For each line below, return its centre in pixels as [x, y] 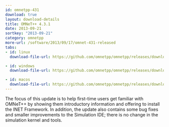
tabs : [11, 47]
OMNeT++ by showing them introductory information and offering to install [82, 104]
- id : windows [20, 66]
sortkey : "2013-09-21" [29, 33]
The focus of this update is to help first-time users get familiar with [74, 98]
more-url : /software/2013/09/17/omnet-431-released [60, 43]
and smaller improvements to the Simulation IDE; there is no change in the [82, 114]
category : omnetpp [24, 38]
